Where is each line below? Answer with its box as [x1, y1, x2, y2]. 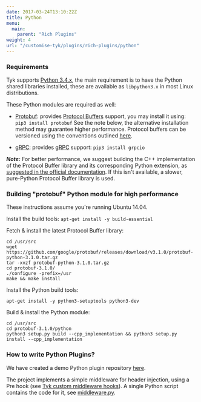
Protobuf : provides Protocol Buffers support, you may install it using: [15, 113, 186, 120]
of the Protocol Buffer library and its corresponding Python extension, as [6, 162, 188, 170]
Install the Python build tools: [6, 286, 79, 294]
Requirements [6, 62, 49, 71]
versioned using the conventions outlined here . [15, 132, 133, 139]
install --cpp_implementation [6, 337, 83, 343]
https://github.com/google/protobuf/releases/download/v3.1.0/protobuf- [6, 249, 194, 255]
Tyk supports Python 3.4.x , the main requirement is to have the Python [6, 76, 183, 84]
